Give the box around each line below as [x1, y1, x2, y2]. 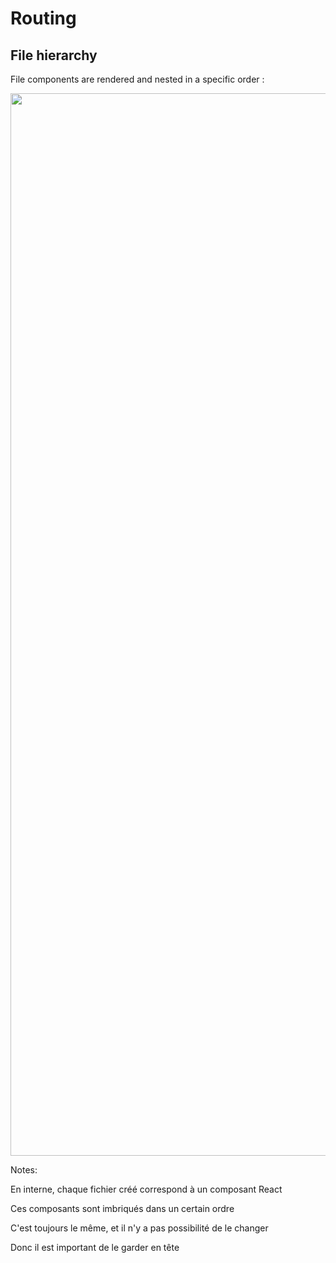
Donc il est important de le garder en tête [10, 1242, 180, 1253]
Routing [10, 7, 77, 30]
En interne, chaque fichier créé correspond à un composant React [10, 1183, 283, 1195]
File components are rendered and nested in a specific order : [10, 73, 265, 85]
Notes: [10, 1164, 38, 1176]
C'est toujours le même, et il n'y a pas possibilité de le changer [10, 1222, 269, 1234]
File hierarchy [10, 47, 98, 64]
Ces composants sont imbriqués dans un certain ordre [10, 1203, 235, 1214]
